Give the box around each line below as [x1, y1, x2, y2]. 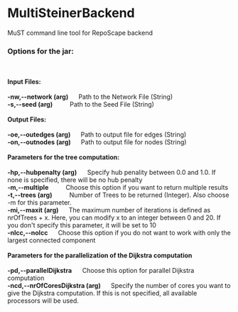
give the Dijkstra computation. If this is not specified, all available [7, 289, 198, 298]
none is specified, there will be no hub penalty [7, 176, 143, 184]
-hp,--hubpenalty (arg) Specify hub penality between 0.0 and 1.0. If [7, 168, 216, 177]
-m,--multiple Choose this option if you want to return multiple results [7, 183, 229, 192]
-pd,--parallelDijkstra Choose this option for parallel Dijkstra [7, 267, 195, 275]
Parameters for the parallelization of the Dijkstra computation [7, 251, 193, 260]
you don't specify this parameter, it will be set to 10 [7, 221, 156, 230]
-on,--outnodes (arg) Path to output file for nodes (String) [7, 138, 187, 146]
